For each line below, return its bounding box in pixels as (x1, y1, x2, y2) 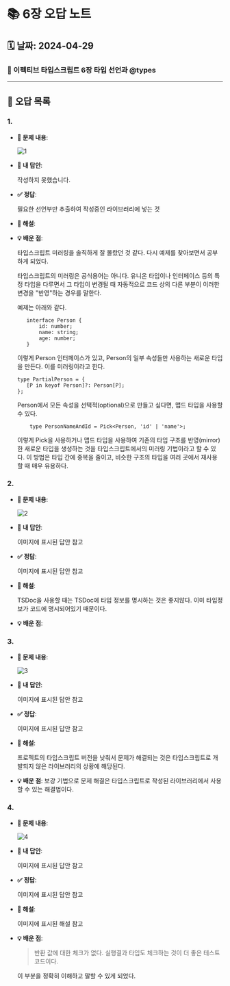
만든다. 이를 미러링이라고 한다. (24, 362, 105, 370)
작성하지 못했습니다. (16, 175, 71, 184)
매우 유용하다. (31, 462, 68, 470)
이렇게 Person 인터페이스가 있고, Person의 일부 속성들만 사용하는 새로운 (16, 353, 211, 362)
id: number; (38, 323, 73, 329)
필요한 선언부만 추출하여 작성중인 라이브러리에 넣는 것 (16, 205, 160, 213)
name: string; (38, 329, 79, 336)
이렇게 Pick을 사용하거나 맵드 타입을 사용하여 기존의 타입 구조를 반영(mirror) (16, 435, 220, 444)
